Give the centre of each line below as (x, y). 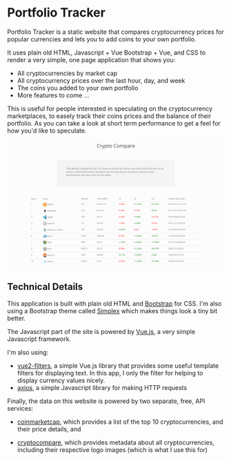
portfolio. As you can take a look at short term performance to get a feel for (114, 123)
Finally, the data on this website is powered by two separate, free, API (106, 401)
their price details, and (49, 429)
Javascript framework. (39, 339)
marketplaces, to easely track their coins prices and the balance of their (109, 116)
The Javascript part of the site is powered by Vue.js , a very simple (101, 331)
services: (20, 408)
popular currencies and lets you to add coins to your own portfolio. (102, 39)
